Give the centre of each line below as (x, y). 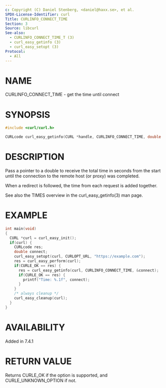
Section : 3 (16, 24)
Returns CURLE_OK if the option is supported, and (56, 375)
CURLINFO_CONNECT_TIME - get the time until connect (62, 95)
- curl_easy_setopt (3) (34, 47)
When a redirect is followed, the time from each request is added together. (81, 185)
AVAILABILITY (35, 327)
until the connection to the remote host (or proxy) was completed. (73, 176)
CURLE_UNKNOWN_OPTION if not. (41, 380)
